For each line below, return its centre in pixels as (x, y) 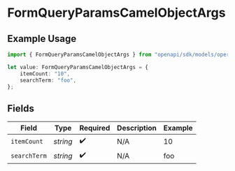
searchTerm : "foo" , (48, 80)
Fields (21, 109)
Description (137, 128)
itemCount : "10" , (45, 74)
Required (95, 128)
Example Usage (42, 39)
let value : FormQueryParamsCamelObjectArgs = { (78, 67)
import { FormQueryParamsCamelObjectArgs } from (79, 54)
